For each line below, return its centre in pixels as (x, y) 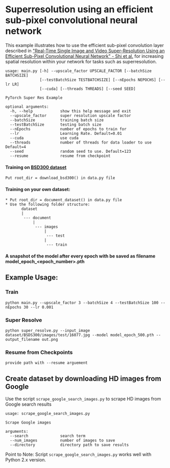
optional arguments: (27, 107)
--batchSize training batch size (57, 120)
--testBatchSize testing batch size (56, 124)
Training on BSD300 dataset (36, 167)
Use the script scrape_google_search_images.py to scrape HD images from (83, 399)
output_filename (22, 339)
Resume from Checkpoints (39, 352)
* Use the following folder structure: (48, 205)
